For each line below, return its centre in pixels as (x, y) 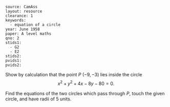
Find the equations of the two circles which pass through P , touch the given (85, 93)
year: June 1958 (23, 29)
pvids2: (14, 65)
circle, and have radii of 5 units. (38, 99)
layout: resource (24, 11)
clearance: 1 (19, 16)
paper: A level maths (28, 34)
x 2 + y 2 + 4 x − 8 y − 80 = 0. (86, 83)
